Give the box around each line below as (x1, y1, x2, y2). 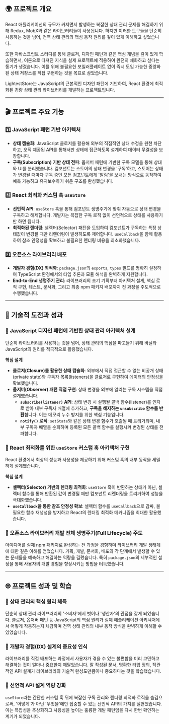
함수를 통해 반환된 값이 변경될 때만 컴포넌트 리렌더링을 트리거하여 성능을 (22, 490, 163, 497)
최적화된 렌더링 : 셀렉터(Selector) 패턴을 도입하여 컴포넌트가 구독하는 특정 (12, 225, 157, 231)
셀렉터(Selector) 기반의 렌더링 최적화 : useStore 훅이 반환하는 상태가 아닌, (12, 484, 157, 490)
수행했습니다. (12, 290, 39, 296)
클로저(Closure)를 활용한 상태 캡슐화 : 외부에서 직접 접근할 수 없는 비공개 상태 (12, 367, 163, 374)
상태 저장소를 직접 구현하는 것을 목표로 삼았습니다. (10, 69, 109, 76)
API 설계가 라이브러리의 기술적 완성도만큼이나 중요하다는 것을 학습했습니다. (14, 668, 161, 674)
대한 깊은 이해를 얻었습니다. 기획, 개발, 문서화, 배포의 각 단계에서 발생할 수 (10, 548, 155, 554)
